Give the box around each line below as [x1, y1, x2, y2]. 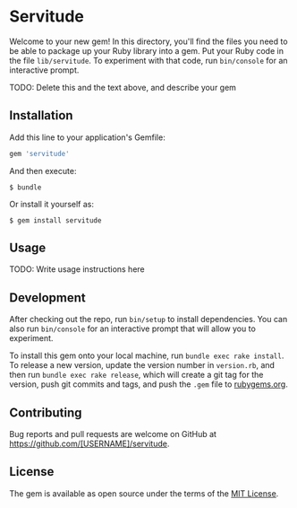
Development [9, 290, 87, 305]
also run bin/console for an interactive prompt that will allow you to [9, 323, 257, 334]
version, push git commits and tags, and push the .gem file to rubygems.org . [9, 379, 289, 390]
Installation [9, 108, 73, 123]
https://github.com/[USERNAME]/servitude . [9, 438, 170, 450]
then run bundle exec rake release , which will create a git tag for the [9, 370, 264, 381]
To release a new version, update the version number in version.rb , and [9, 360, 276, 371]
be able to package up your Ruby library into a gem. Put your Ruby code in [9, 45, 284, 56]
